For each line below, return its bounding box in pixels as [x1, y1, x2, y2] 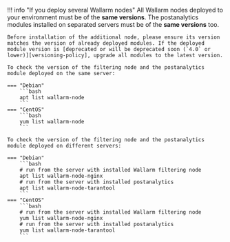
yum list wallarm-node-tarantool [19, 227, 116, 234]
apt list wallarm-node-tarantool [19, 185, 116, 192]
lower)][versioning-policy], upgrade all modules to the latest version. [7, 52, 224, 59]
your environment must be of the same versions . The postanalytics [7, 13, 199, 21]
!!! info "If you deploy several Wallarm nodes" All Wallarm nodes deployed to [7, 6, 224, 14]
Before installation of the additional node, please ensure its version [7, 34, 220, 41]
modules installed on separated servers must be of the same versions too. [7, 21, 219, 28]
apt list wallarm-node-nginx [19, 172, 103, 179]
